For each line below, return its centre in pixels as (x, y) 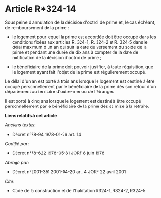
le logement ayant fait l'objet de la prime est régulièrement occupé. (79, 72)
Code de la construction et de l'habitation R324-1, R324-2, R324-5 (79, 190)
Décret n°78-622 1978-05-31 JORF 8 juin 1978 (58, 153)
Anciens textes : (21, 125)
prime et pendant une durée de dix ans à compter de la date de (75, 52)
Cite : (10, 181)
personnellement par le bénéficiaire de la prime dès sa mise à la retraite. (77, 106)
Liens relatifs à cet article (31, 115)
